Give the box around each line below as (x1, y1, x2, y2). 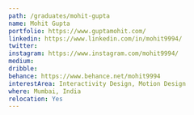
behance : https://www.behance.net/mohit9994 (8, 72, 161, 80)
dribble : (8, 65, 38, 73)
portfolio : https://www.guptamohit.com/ (8, 27, 147, 35)
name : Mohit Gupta (8, 19, 70, 28)
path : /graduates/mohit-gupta (8, 11, 111, 20)
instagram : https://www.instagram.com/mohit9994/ (8, 49, 179, 57)
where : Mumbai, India (8, 87, 82, 96)
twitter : (8, 42, 38, 50)
